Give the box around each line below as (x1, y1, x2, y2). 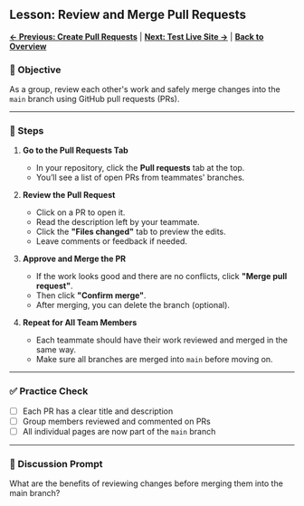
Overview (9, 41, 47, 52)
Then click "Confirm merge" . (35, 290, 147, 301)
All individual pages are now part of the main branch (22, 426, 216, 436)
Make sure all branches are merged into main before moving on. (35, 354, 273, 365)
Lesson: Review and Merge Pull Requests (9, 7, 247, 23)
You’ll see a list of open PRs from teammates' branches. (35, 172, 245, 183)
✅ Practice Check (9, 385, 89, 398)
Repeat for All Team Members (22, 317, 138, 328)
